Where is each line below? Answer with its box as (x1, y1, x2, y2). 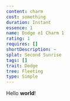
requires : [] (6, 41, 38, 47)
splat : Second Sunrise (6, 52, 62, 58)
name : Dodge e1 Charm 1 (6, 30, 65, 36)
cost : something (6, 14, 46, 20)
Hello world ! (6, 90, 36, 97)
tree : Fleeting (6, 68, 44, 74)
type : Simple (6, 74, 38, 79)
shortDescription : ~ (6, 47, 57, 53)
